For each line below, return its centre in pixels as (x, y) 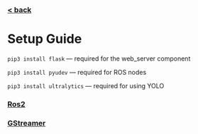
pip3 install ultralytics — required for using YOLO (86, 85)
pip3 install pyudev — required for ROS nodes (77, 72)
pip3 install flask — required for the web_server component (99, 59)
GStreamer (27, 123)
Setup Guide (45, 39)
